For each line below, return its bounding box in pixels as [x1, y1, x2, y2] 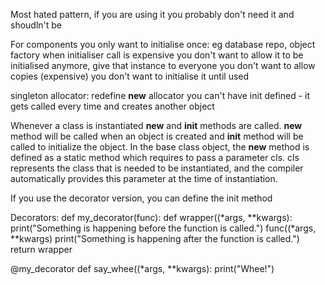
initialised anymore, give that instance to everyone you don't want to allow [10, 60, 316, 71]
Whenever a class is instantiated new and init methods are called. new [10, 120, 303, 131]
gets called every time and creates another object [10, 100, 215, 112]
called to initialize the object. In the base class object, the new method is [10, 141, 310, 153]
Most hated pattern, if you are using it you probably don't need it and [10, 9, 295, 20]
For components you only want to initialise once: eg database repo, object [10, 39, 316, 50]
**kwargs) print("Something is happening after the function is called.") [10, 233, 300, 244]
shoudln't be [10, 19, 63, 31]
